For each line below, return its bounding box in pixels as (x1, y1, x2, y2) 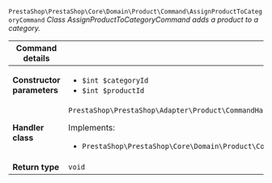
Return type (12, 162, 60, 172)
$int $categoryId (82, 76, 149, 85)
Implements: (68, 122, 116, 133)
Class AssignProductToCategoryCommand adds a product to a (46, 15, 259, 24)
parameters (12, 85, 58, 96)
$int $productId (82, 86, 145, 95)
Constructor (12, 74, 61, 85)
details (23, 53, 50, 64)
